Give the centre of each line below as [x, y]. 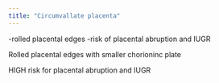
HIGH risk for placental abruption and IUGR [80, 70]
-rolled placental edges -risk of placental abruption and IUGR [109, 39]
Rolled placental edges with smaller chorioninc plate [95, 54]
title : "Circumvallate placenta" [64, 16]
